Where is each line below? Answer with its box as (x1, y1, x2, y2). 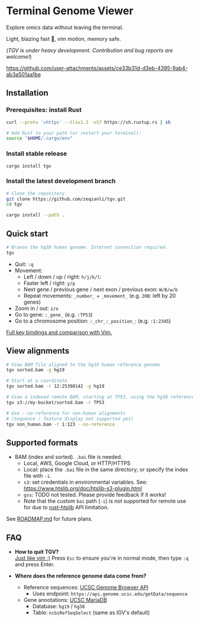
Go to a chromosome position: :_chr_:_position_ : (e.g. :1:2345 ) (14, 317, 171, 324)
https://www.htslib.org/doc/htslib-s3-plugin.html (23, 485, 142, 492)
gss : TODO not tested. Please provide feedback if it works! (23, 491, 166, 499)
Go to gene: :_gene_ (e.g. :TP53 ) (14, 311, 93, 318)
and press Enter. (14, 561, 55, 568)
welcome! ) (6, 53, 32, 60)
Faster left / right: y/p (23, 279, 76, 286)
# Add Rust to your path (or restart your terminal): (6, 130, 142, 136)
